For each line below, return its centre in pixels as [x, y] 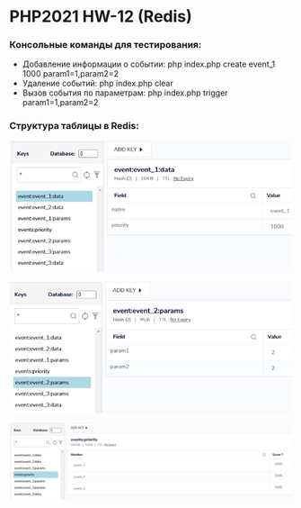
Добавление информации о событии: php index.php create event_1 [149, 64]
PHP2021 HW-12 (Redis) [101, 17]
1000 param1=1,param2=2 [71, 74]
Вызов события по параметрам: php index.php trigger [125, 93]
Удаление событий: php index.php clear [97, 84]
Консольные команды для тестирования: [106, 45]
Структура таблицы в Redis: [74, 126]
